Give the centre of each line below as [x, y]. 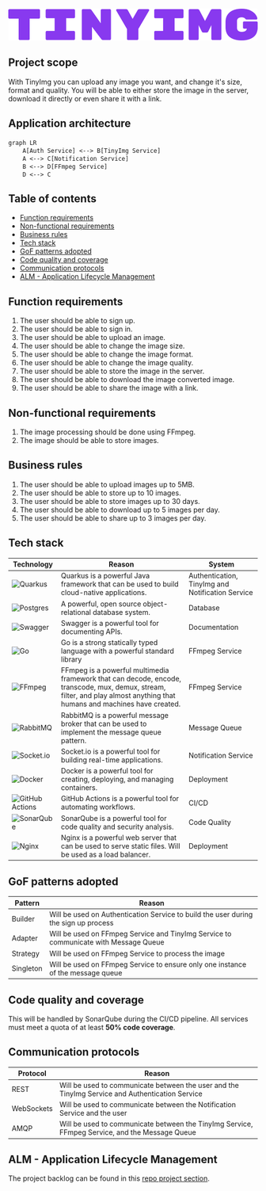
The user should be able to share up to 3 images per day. [113, 518]
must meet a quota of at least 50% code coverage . [92, 1028]
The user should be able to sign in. [76, 329]
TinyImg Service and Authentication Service [131, 1094]
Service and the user [93, 1113]
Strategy [25, 953]
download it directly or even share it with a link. [85, 98]
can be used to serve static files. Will [120, 846]
